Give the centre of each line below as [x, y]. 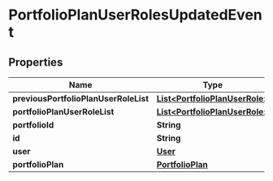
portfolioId [33, 125]
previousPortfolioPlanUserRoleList [80, 99]
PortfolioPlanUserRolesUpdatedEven [135, 15]
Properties [36, 62]
